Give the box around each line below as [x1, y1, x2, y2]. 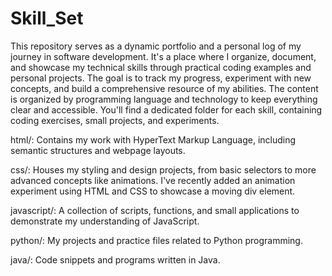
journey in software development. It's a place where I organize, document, [10, 50, 317, 62]
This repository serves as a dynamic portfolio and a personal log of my [10, 40, 302, 52]
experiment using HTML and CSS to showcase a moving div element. [10, 185, 296, 197]
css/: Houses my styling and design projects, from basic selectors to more [10, 163, 317, 176]
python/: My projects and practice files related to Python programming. [10, 234, 303, 246]
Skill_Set [10, 7, 84, 30]
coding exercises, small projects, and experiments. [10, 114, 220, 126]
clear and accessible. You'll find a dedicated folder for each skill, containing [10, 103, 323, 116]
